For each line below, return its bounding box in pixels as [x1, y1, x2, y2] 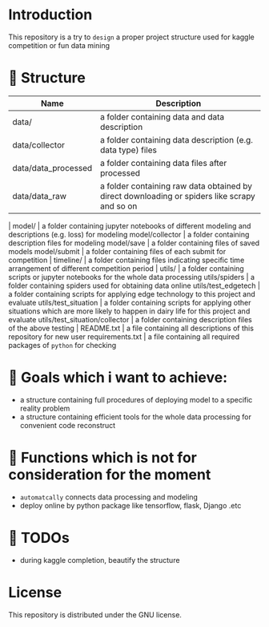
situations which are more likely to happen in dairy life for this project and [8, 306, 251, 316]
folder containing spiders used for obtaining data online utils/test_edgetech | [8, 281, 260, 290]
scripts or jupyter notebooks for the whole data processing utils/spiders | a [8, 272, 255, 281]
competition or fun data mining [8, 40, 110, 50]
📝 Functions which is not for [8, 449, 198, 467]
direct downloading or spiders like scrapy [99, 190, 256, 201]
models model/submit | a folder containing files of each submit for [8, 246, 227, 256]
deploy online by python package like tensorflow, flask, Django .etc [19, 500, 242, 510]
